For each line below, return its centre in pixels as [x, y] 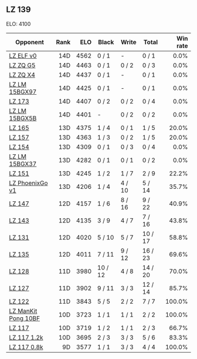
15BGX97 [23, 92]
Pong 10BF [24, 318]
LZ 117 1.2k [26, 337]
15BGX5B [23, 118]
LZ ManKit [23, 311]
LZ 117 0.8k [26, 347]
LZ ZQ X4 [22, 75]
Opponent [30, 42]
